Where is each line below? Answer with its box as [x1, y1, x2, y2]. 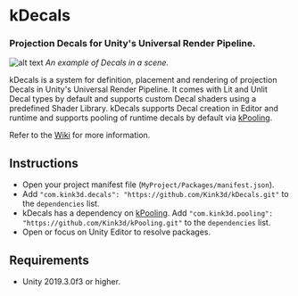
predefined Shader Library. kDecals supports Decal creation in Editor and [9, 103, 279, 114]
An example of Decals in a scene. [45, 57, 170, 68]
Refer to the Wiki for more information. [9, 130, 151, 141]
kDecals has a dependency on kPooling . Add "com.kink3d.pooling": [21, 208, 274, 218]
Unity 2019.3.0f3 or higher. [21, 276, 120, 287]
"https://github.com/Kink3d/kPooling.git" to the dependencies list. [21, 218, 271, 228]
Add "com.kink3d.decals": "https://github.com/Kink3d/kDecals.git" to [21, 189, 289, 200]
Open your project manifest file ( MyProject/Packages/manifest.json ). [21, 179, 275, 190]
